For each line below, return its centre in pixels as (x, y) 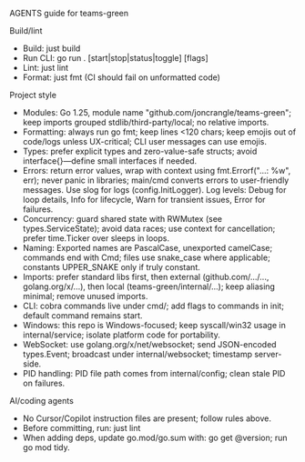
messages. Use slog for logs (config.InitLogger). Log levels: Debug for (154, 190)
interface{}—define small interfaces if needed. (110, 161)
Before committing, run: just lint (81, 428)
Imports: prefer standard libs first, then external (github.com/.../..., (146, 277)
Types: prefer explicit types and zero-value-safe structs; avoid (140, 151)
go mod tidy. (46, 447)
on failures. (44, 383)
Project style (33, 95)
